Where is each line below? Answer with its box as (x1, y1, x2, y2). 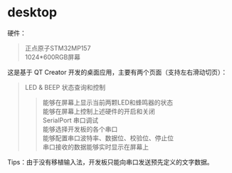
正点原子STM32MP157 (24, 43, 91, 52)
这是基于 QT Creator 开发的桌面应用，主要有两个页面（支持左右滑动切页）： (7, 68, 228, 76)
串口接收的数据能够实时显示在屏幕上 (42, 142, 149, 151)
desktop (7, 4, 58, 21)
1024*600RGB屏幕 (24, 53, 80, 61)
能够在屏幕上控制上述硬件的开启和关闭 (42, 107, 155, 115)
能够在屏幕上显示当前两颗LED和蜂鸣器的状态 (42, 98, 174, 107)
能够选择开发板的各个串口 (42, 125, 118, 133)
